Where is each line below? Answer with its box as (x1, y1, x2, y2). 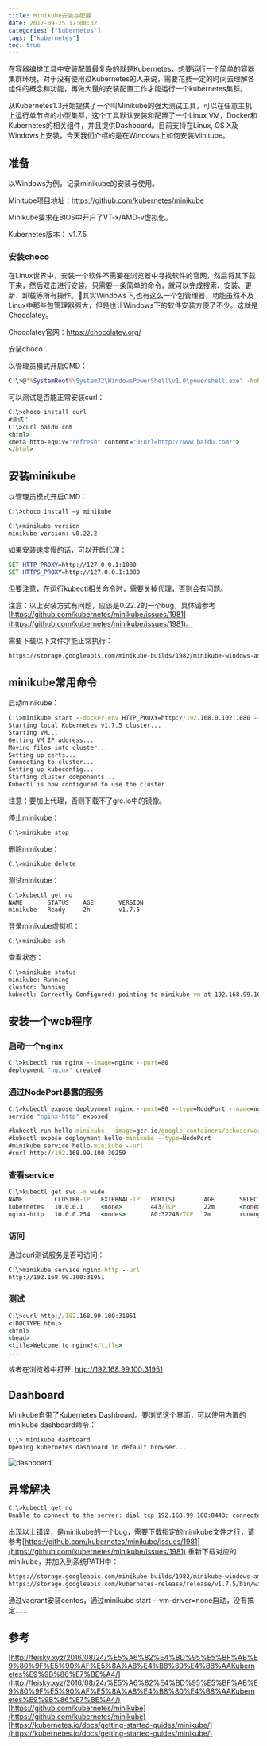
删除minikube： (8, 844, 60, 853)
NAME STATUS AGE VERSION (8, 898, 145, 906)
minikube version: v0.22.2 (8, 530, 98, 537)
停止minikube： (8, 813, 60, 822)
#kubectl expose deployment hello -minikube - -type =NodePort (8, 1135, 212, 1143)
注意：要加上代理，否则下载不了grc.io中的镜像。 (8, 796, 167, 805)
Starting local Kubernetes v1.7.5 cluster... (8, 721, 161, 730)
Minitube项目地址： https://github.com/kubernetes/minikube (8, 196, 204, 205)
